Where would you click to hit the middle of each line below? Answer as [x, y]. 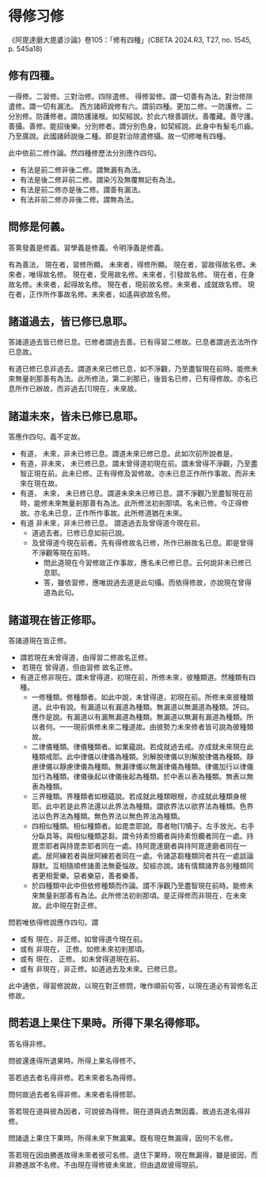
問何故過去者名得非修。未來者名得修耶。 [74, 1094]
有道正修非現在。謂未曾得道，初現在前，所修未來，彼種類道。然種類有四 [137, 677]
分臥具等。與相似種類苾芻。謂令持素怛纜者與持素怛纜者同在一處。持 [142, 836]
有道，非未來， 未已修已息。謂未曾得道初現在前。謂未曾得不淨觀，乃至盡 [139, 463]
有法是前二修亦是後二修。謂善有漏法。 [82, 189]
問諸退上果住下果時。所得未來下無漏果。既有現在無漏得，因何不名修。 [123, 1138]
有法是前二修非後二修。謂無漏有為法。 [82, 169]
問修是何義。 [40, 227]
